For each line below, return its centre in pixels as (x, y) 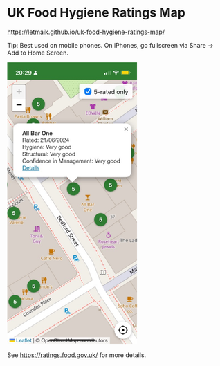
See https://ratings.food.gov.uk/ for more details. (77, 355)
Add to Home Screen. (38, 53)
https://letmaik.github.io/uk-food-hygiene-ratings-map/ (86, 32)
